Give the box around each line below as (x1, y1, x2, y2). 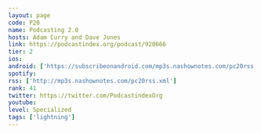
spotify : (8, 70, 37, 77)
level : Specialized (8, 106, 72, 114)
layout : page (8, 11, 51, 20)
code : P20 (8, 19, 41, 27)
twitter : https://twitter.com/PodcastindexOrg (8, 92, 163, 99)
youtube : (8, 99, 37, 106)
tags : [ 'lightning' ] (8, 113, 76, 121)
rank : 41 (8, 84, 37, 92)
